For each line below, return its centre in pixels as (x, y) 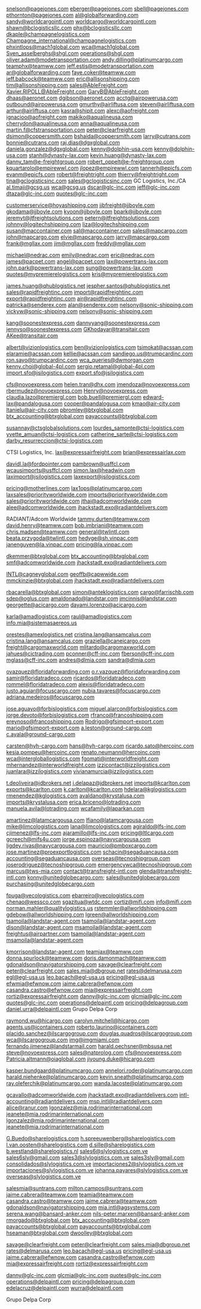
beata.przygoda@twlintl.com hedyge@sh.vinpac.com (72, 538)
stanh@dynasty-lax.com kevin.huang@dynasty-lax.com (98, 155)
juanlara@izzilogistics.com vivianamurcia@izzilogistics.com (80, 771)
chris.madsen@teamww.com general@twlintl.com (68, 532)
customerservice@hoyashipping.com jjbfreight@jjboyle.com (81, 205)
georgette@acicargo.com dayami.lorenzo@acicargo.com (77, 605)
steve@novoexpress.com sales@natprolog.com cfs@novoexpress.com (94, 1053)
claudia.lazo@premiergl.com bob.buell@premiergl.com (74, 397)
